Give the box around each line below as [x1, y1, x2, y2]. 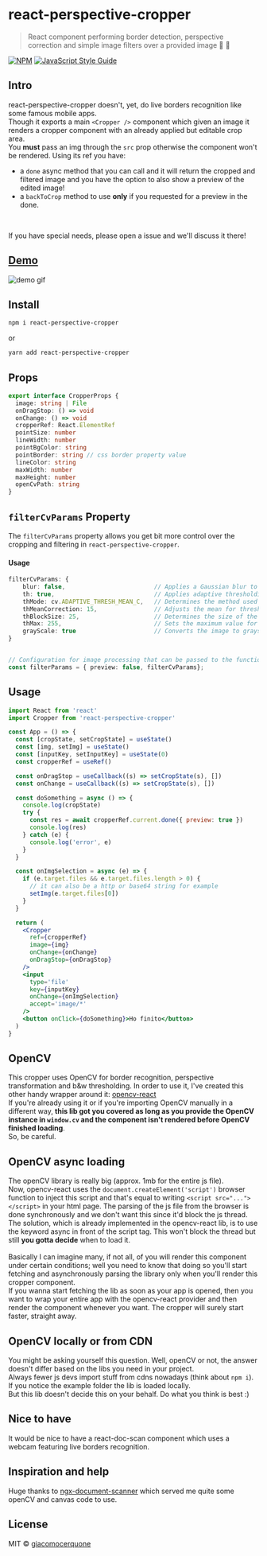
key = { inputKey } [29, 985, 80, 994]
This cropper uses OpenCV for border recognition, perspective [8, 1072, 215, 1083]
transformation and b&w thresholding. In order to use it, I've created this [8, 1081, 244, 1091]
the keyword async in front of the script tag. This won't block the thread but [8, 1227, 256, 1236]
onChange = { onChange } [29, 948, 98, 956]
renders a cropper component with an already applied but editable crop [8, 125, 242, 134]
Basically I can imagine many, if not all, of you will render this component [8, 1252, 247, 1262]
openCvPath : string [15, 480, 80, 488]
